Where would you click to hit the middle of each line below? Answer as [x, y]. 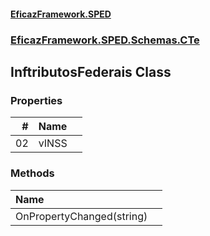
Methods [32, 173]
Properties [36, 100]
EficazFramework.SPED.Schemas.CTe [105, 40]
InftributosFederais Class [91, 71]
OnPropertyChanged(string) [81, 216]
